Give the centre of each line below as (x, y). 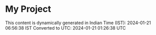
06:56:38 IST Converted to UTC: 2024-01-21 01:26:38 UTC (66, 28)
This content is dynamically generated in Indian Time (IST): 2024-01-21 (78, 23)
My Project (28, 9)
